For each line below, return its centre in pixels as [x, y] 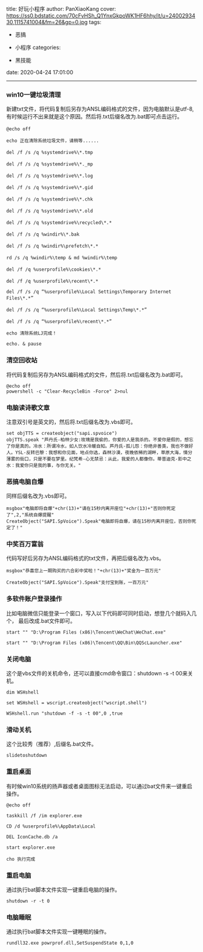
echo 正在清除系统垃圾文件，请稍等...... [53, 141]
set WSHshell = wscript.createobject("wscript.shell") [77, 703]
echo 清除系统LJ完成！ [32, 333]
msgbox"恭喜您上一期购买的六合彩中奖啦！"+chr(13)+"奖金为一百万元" [84, 571]
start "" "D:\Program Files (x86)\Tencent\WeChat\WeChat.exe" [86, 632]
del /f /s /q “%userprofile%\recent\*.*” [59, 322]
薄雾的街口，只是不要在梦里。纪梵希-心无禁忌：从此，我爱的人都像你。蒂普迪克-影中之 [99, 459]
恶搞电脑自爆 [25, 481]
